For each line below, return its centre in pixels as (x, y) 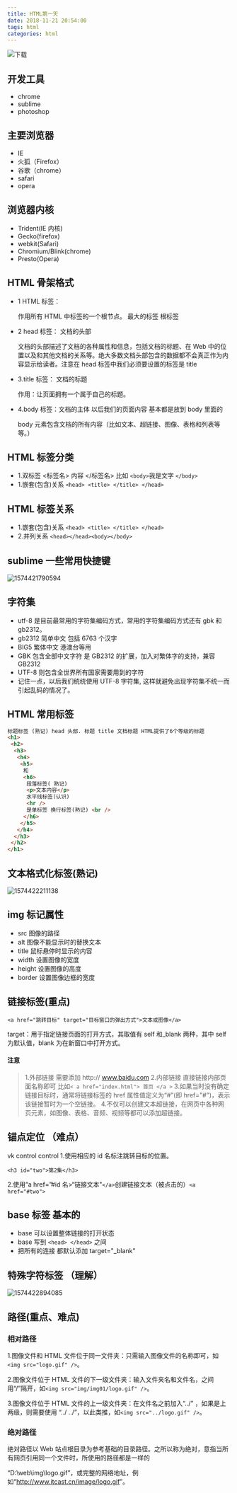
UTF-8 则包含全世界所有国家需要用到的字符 (81, 672)
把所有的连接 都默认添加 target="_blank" (76, 1251)
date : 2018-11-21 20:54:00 (47, 21)
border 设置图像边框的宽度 (56, 977)
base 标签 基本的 (44, 1215)
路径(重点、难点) (44, 1317)
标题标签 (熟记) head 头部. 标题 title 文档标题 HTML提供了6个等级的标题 (106, 731)
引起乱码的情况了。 (46, 690)
